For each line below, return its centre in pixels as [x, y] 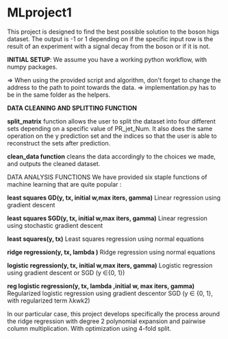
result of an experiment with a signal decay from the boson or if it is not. [109, 46]
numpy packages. [33, 67]
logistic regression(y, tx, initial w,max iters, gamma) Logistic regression [110, 265]
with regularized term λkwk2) [49, 301]
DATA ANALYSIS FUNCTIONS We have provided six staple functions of [107, 177]
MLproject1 [39, 13]
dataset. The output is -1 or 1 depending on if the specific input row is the [110, 38]
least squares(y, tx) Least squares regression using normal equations [105, 239]
